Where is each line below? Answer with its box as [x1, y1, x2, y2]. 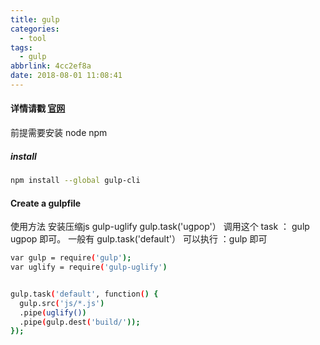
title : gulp [10, 14, 60, 25]
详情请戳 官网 [10, 102, 66, 115]
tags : [10, 42, 33, 53]
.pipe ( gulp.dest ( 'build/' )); [19, 317, 141, 327]
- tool [19, 33, 47, 43]
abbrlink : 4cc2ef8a [10, 61, 92, 71]
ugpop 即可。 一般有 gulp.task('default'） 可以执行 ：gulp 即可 [10, 233, 268, 245]
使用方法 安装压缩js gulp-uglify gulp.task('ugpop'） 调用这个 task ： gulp [10, 221, 310, 233]
